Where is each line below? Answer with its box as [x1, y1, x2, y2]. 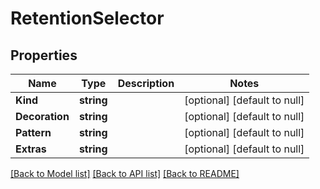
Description [117, 77, 175, 90]
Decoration [15, 110, 70, 123]
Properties [10, 47, 78, 64]
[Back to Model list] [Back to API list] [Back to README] [10, 168, 240, 179]
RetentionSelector [10, 7, 165, 30]
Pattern [15, 126, 52, 139]
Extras [15, 142, 47, 156]
